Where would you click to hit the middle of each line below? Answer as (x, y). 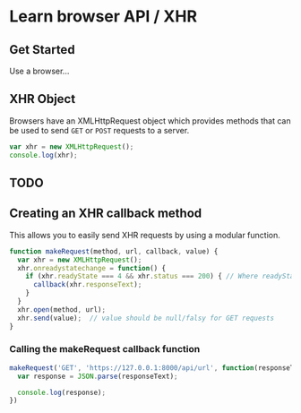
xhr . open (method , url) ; (61, 310)
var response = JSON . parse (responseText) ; (98, 376)
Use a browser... (39, 71)
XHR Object (43, 99)
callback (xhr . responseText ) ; (87, 285)
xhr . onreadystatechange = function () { (92, 268)
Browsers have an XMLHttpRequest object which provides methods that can (150, 120)
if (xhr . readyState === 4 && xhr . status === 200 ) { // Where (142, 276)
